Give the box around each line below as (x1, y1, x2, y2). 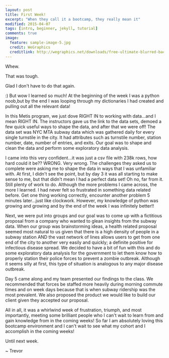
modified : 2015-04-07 (5, 21, 51, 27)
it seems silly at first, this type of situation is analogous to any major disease (5, 260, 163, 266)
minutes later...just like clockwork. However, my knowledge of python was (5, 197, 158, 204)
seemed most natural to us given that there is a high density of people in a (5, 228, 159, 234)
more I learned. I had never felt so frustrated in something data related (5, 187, 151, 193)
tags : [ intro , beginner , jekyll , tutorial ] (5, 26, 98, 31)
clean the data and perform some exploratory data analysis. (5, 145, 129, 151)
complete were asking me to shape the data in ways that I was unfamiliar (5, 165, 156, 171)
